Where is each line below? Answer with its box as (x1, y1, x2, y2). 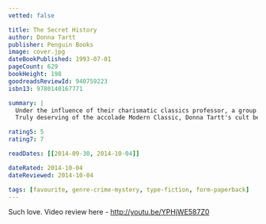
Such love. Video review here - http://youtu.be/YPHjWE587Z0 (8, 207, 210, 217)
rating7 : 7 (8, 135, 44, 143)
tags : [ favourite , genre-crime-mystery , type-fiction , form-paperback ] (8, 185, 249, 194)
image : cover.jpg (8, 48, 66, 56)
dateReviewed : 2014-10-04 (8, 171, 93, 179)
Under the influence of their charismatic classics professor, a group (15, 106, 257, 115)
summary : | (8, 99, 44, 107)
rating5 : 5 (8, 128, 44, 136)
